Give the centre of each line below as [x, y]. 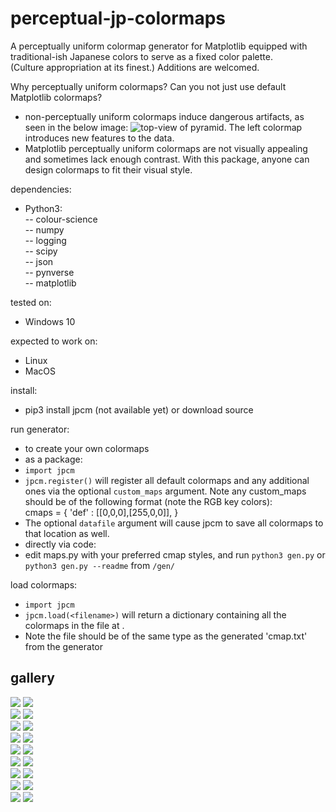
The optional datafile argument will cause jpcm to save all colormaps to [174, 523]
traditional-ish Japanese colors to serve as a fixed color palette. [141, 56]
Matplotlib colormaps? [56, 97]
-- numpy [44, 229]
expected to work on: [54, 341]
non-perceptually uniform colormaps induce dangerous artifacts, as [164, 116]
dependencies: [41, 189]
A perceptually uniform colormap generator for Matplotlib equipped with [159, 46]
